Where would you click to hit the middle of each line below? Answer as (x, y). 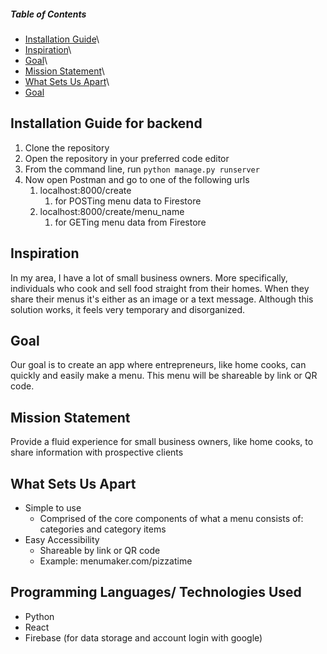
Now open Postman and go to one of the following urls (137, 179)
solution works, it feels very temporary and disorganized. (128, 309)
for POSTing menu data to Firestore (128, 201)
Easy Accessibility (62, 540)
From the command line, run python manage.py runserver (142, 169)
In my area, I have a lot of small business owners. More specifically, (149, 277)
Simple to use (53, 508)
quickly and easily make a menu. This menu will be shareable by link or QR (164, 376)
